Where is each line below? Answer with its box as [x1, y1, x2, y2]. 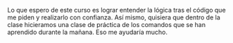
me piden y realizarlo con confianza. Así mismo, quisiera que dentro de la [7, 13, 220, 21]
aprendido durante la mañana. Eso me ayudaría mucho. [7, 28, 168, 36]
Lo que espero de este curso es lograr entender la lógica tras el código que [7, 6, 227, 14]
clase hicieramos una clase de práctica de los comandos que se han [7, 21, 206, 28]
